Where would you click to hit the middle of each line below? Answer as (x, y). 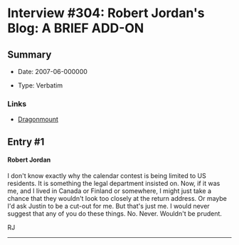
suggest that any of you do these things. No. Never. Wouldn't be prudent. (115, 213)
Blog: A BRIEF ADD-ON (76, 28)
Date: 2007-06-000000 (52, 72)
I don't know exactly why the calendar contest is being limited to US (107, 175)
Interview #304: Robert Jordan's (106, 13)
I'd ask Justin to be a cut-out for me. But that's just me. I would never (108, 206)
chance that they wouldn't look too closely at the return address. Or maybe (117, 198)
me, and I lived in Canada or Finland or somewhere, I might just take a (110, 191)
